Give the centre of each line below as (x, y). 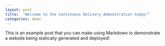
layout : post (19, 10)
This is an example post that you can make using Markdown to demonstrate (83, 33)
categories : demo (23, 19)
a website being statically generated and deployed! (57, 38)
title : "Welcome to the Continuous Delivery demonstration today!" (78, 14)
